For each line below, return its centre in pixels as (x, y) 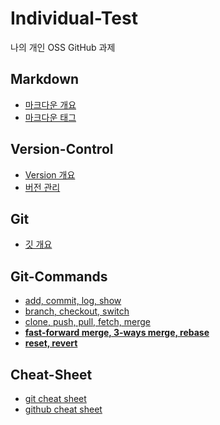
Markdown (45, 79)
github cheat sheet (63, 409)
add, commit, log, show (73, 301)
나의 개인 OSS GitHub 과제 (63, 47)
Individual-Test (74, 18)
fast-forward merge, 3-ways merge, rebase (117, 333)
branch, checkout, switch (77, 311)
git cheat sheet (55, 398)
